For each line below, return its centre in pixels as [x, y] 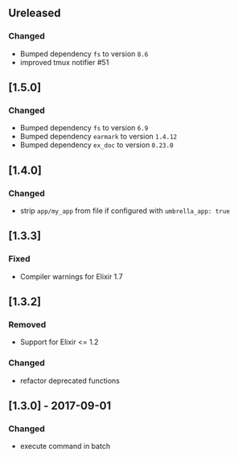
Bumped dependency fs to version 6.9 [84, 128]
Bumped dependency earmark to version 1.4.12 [98, 137]
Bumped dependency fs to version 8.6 [84, 54]
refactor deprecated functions [70, 381]
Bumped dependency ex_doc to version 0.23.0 [97, 145]
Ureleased [35, 13]
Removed [27, 325]
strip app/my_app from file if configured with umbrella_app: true [125, 211]
